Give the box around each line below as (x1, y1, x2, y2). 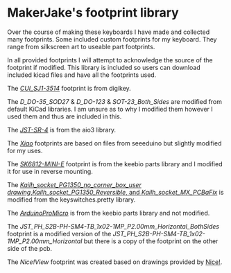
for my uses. (7, 146, 43, 155)
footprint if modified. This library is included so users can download (7, 63, 200, 71)
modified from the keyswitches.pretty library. (7, 195, 136, 204)
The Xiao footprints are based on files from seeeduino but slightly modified (7, 139, 222, 147)
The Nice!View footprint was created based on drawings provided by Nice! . (7, 258, 223, 266)
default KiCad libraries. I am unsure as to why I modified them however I (7, 105, 213, 113)
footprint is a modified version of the (7, 229, 112, 238)
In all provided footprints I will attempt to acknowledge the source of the (7, 55, 213, 64)
